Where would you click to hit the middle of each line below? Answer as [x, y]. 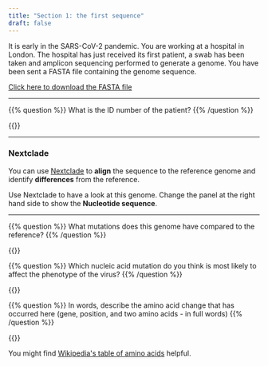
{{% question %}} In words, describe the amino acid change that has [122, 305]
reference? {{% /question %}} [57, 235]
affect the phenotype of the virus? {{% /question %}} [96, 274]
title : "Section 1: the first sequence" [77, 16]
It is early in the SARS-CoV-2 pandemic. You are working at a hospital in [126, 46]
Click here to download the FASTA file [70, 87]
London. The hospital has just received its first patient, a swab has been [126, 54]
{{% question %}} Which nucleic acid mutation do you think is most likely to [132, 265]
